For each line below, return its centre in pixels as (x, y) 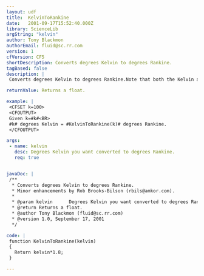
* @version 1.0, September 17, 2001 (58, 219)
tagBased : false (27, 68)
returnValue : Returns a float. (46, 91)
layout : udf (21, 12)
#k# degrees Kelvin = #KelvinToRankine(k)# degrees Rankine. (88, 124)
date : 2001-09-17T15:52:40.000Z (50, 23)
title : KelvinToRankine (38, 18)
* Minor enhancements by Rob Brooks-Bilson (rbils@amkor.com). (93, 191)
